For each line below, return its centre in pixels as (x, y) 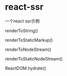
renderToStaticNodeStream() (34, 59)
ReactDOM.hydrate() (26, 68)
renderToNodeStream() (28, 49)
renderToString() (22, 30)
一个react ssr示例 (22, 21)
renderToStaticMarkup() (29, 40)
